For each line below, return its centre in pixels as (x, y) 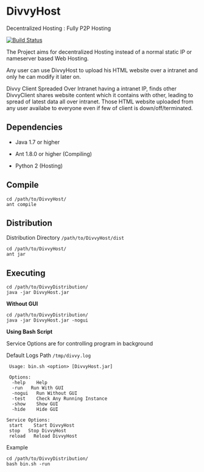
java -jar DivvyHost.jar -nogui (47, 320)
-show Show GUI (35, 404)
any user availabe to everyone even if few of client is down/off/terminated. (100, 108)
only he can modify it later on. (44, 76)
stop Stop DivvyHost (38, 431)
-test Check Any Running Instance (60, 399)
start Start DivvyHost (42, 426)
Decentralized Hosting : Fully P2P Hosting (59, 28)
